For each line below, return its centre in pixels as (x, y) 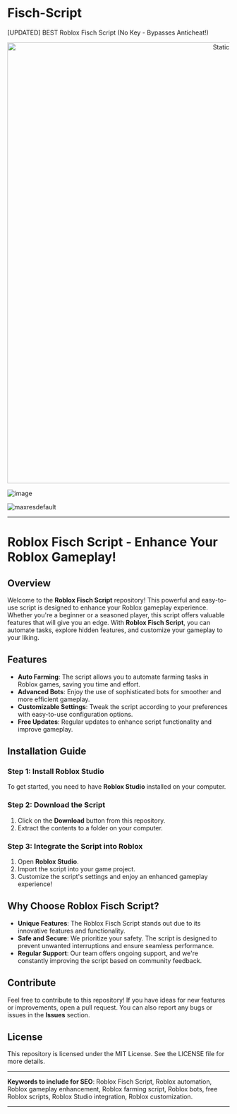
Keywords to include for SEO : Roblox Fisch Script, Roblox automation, (110, 1082)
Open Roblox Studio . (48, 861)
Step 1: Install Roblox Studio (56, 772)
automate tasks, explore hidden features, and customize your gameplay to (115, 630)
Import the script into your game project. (76, 869)
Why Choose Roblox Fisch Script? (83, 906)
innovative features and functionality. (71, 931)
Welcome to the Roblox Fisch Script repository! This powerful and (104, 600)
